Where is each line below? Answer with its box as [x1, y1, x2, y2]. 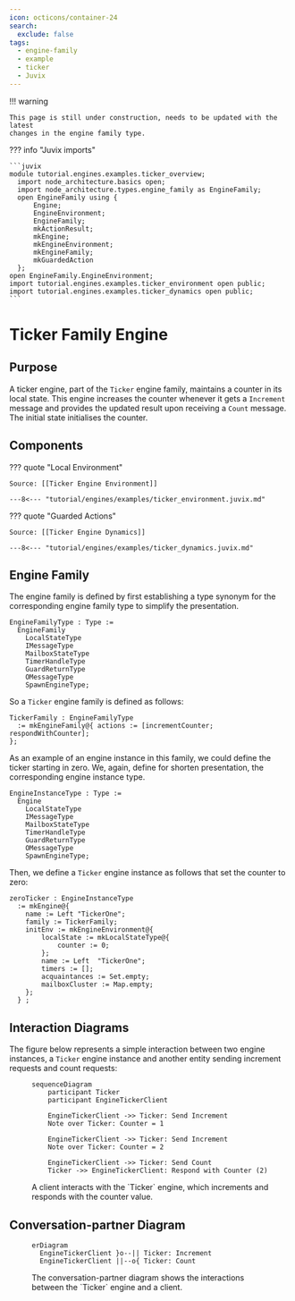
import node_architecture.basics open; [17, 177, 166, 186]
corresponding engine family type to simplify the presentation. [9, 601, 240, 612]
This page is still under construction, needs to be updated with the [9, 113, 278, 122]
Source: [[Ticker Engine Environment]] [9, 479, 158, 488]
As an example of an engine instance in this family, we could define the [9, 753, 271, 764]
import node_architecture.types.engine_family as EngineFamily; [17, 185, 262, 194]
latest [9, 121, 34, 130]
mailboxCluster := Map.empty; [41, 980, 154, 989]
